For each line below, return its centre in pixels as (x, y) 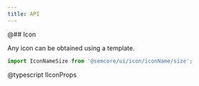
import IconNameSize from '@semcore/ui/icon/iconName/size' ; (100, 61)
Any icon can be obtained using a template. (71, 48)
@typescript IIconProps (42, 75)
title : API (24, 14)
